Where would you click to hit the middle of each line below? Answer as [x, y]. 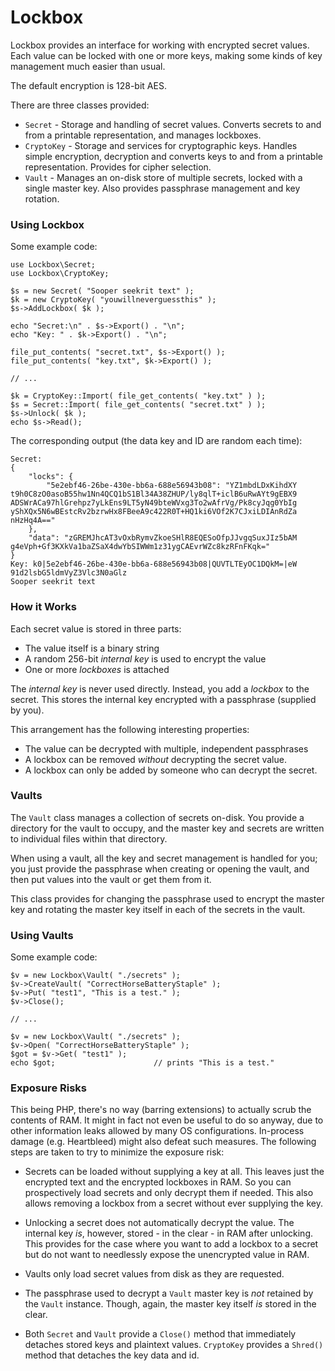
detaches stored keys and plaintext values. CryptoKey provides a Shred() [174, 1345]
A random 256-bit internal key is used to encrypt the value [145, 658]
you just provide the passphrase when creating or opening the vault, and [160, 868]
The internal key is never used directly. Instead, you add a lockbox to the [160, 688]
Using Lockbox [47, 224]
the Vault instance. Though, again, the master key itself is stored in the [170, 1304]
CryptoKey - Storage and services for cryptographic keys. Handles [161, 145]
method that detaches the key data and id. [112, 1355]
